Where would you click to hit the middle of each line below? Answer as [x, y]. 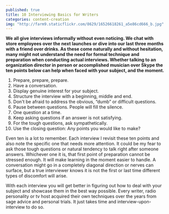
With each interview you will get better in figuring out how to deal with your [84, 186]
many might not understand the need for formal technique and [73, 55]
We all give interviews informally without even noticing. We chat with [80, 38]
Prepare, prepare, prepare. [41, 80]
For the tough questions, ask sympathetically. [60, 123]
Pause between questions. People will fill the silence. [68, 107]
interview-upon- [134, 202]
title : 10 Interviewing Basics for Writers [52, 15]
